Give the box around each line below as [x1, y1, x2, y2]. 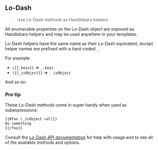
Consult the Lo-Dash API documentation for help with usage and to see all [5, 134, 153, 140]
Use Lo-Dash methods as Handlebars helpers [16, 16, 108, 22]
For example [5, 55, 30, 61]
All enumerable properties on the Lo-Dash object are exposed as [5, 26, 135, 32]
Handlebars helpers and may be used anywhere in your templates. [5, 31, 138, 37]
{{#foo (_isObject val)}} [5, 117, 57, 121]
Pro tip [5, 91, 21, 98]
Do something [5, 121, 32, 126]
